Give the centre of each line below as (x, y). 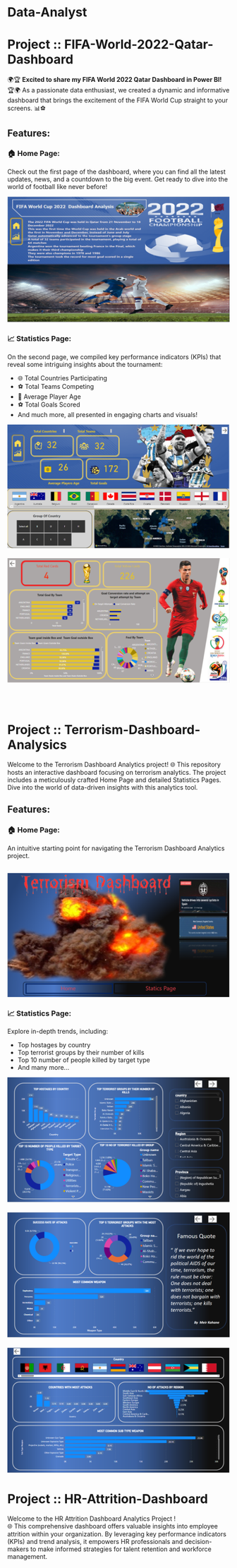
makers (18, 1549)
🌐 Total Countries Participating (62, 378)
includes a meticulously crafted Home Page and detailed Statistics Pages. (114, 780)
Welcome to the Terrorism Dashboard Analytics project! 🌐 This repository (114, 765)
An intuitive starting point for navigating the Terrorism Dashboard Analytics (116, 848)
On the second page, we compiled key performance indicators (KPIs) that (114, 356)
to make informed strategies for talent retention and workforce (121, 1549)
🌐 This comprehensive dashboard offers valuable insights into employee (113, 1526)
